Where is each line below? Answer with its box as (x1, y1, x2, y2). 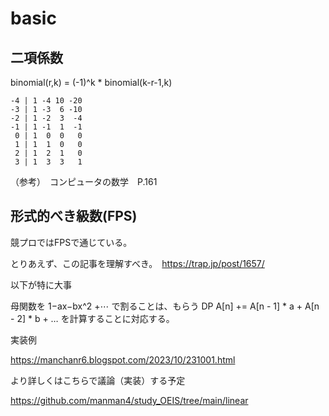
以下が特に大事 (10, 278, 72, 291)
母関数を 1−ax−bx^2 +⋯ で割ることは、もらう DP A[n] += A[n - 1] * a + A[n (10, 300, 320, 312)
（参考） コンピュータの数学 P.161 (10, 176, 158, 187)
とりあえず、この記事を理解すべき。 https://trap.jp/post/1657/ (10, 257, 265, 269)
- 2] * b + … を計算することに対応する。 (10, 312, 175, 324)
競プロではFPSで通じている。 (10, 236, 133, 248)
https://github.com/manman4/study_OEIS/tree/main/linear (10, 394, 249, 406)
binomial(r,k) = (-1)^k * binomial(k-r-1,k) (10, 77, 173, 88)
